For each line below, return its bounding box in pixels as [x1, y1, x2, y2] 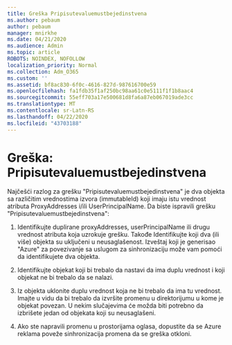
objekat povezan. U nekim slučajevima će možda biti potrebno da [17, 301, 204, 310]
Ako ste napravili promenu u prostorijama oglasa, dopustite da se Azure [17, 322, 222, 330]
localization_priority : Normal [7, 62, 98, 69]
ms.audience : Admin [7, 42, 64, 49]
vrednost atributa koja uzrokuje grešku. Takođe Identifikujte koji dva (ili [17, 230, 220, 239]
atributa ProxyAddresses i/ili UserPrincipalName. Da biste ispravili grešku [7, 202, 216, 210]
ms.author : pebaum [7, 17, 60, 24]
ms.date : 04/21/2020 [7, 36, 67, 43]
